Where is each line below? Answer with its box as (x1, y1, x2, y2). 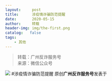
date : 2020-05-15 (5, 16, 55, 21)
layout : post (5, 7, 41, 12)
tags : (5, 35, 16, 40)
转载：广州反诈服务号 (17, 54, 61, 60)
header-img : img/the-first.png (5, 26, 70, 31)
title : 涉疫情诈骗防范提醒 (5, 12, 66, 17)
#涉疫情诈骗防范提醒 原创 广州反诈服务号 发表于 (11, 71, 107, 77)
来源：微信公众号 (17, 60, 53, 66)
